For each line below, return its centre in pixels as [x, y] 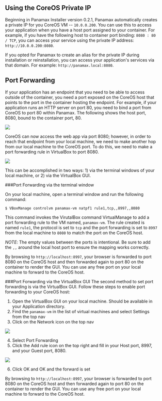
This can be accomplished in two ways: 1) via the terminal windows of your [80, 170]
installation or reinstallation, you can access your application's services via [80, 60]
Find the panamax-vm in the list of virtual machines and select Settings [81, 311]
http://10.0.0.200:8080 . [30, 45]
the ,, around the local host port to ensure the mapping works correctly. [77, 247]
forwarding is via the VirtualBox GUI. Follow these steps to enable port [75, 287]
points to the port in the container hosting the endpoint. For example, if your [81, 102]
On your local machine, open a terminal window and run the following [74, 194]
